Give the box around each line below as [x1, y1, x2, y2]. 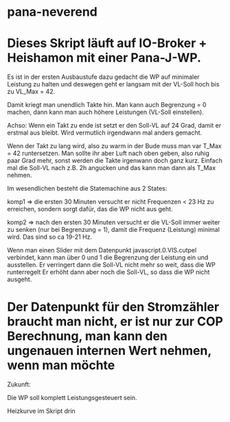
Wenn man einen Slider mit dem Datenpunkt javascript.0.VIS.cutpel [7, 246, 197, 255]
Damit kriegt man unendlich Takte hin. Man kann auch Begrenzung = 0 [7, 101, 207, 109]
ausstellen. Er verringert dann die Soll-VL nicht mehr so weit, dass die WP [7, 261, 216, 269]
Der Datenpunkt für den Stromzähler [7, 299, 220, 315]
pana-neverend [7, 4, 98, 20]
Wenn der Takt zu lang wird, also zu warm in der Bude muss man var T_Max [7, 142, 222, 150]
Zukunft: [7, 380, 31, 388]
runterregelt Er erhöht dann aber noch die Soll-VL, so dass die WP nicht [7, 268, 210, 277]
